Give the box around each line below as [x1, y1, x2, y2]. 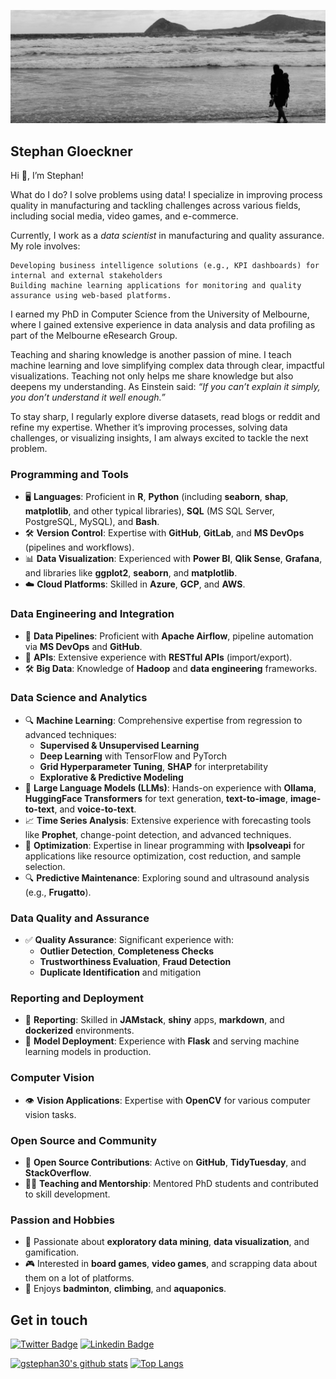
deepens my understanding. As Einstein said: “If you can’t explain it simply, [10, 380, 321, 392]
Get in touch [10, 1311, 88, 1329]
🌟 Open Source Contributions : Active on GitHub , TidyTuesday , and [24, 1156, 307, 1169]
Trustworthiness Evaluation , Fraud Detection [39, 956, 232, 968]
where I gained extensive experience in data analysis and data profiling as [10, 318, 316, 330]
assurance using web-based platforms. [10, 290, 172, 300]
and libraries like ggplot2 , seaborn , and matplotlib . [24, 567, 238, 579]
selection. [24, 860, 66, 872]
